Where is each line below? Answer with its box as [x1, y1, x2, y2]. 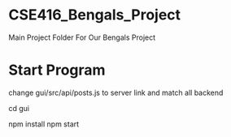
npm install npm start [8, 119, 80, 129]
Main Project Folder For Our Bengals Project [8, 32, 156, 42]
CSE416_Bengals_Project [8, 6, 181, 24]
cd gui [8, 103, 30, 113]
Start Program [8, 61, 106, 79]
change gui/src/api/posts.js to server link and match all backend [8, 88, 224, 97]
